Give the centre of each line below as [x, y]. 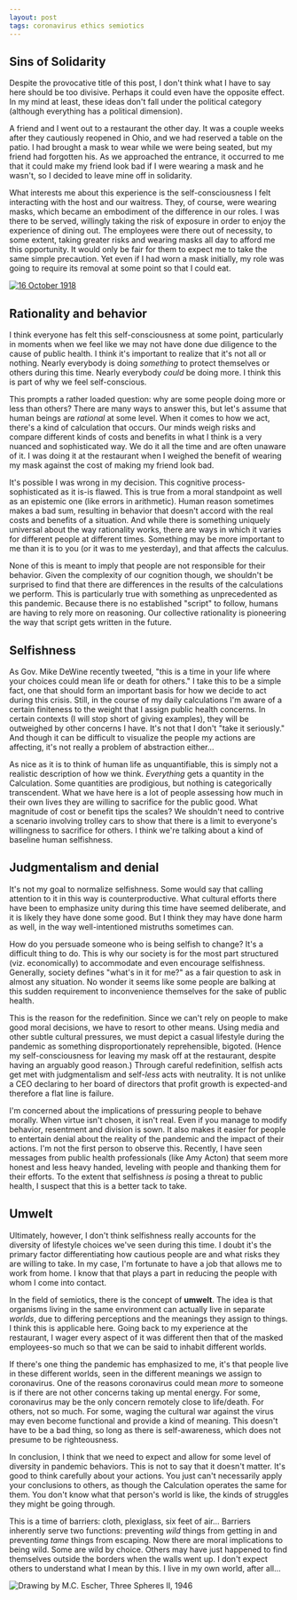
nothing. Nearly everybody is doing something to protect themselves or [140, 363]
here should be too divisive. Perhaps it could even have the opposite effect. [147, 92]
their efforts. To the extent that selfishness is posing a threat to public [136, 1176]
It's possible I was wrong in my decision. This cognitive [110, 483]
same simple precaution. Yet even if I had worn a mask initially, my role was [147, 259]
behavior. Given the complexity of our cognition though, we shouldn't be [141, 575]
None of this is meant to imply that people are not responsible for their [137, 566]
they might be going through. [62, 1504]
